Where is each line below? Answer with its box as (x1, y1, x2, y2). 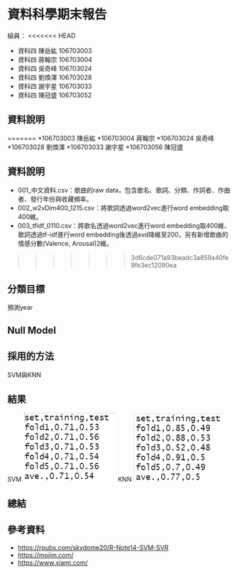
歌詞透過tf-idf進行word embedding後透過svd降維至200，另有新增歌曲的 (17, 230, 228, 239)
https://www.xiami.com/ (17, 558, 88, 567)
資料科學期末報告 (7, 6, 108, 23)
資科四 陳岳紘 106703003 (17, 46, 92, 55)
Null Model (7, 324, 57, 336)
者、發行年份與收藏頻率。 (17, 195, 93, 203)
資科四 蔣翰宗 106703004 (17, 55, 92, 64)
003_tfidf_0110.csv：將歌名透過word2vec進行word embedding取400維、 (17, 221, 231, 229)
